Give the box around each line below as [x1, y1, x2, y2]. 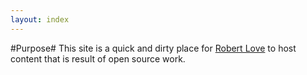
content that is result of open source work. [10, 52, 186, 65]
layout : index [10, 14, 70, 25]
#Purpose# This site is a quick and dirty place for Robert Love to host [10, 42, 297, 54]
